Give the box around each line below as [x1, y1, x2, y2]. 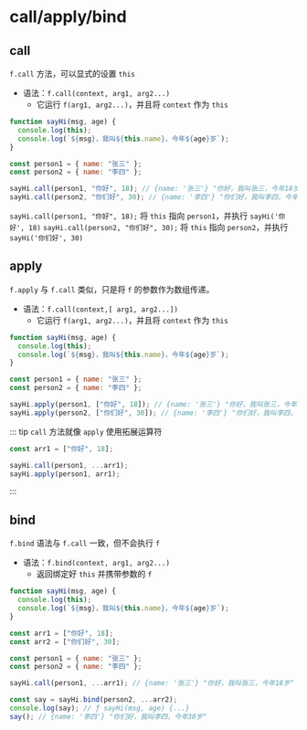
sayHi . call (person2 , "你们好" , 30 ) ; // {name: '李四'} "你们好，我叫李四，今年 [9, 193, 299, 202]
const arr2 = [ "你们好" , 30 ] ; [9, 637, 121, 646]
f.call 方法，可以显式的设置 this [9, 69, 135, 79]
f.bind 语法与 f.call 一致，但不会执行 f [9, 537, 160, 549]
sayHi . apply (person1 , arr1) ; [9, 469, 121, 479]
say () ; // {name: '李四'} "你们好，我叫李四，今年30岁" [9, 712, 207, 721]
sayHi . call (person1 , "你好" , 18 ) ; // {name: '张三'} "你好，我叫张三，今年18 [9, 185, 293, 194]
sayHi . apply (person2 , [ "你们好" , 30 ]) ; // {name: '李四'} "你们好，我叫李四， [9, 408, 298, 418]
